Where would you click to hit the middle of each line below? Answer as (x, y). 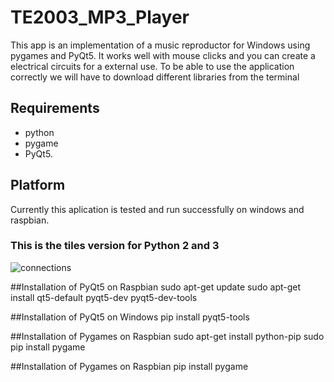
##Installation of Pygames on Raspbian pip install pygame (129, 366)
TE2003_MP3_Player (100, 17)
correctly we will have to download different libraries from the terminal (155, 77)
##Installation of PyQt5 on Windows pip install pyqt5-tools (130, 317)
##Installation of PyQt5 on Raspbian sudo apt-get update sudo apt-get (156, 287)
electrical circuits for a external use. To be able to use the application (152, 66)
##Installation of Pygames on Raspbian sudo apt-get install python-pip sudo (167, 336)
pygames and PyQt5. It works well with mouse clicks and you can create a (163, 55)
